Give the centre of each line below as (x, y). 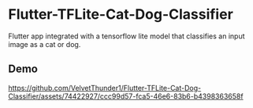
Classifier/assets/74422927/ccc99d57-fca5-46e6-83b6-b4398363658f (126, 96)
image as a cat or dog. (45, 44)
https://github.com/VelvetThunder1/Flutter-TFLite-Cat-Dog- (105, 88)
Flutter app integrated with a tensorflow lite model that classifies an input (126, 36)
